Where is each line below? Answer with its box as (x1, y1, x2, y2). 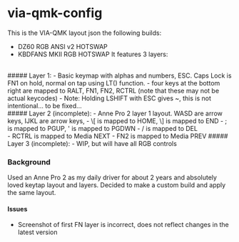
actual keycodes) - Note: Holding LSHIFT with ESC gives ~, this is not (7, 94, 212, 102)
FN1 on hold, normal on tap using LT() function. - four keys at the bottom (7, 78, 220, 87)
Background (7, 157, 51, 167)
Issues (7, 204, 28, 213)
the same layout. (7, 189, 56, 197)
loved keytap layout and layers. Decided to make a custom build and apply (7, 181, 226, 189)
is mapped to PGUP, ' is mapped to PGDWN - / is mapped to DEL (7, 124, 198, 132)
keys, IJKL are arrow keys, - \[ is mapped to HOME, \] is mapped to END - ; (7, 116, 228, 125)
